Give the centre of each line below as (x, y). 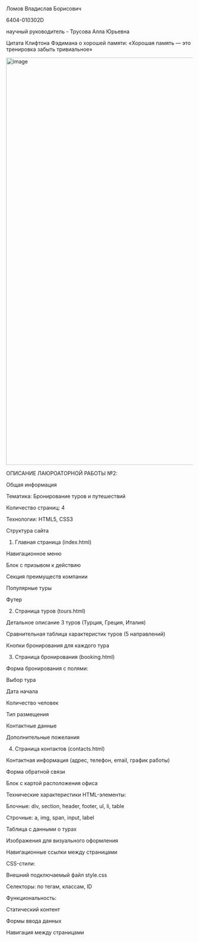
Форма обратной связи (36, 772)
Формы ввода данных (34, 921)
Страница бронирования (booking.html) (65, 657)
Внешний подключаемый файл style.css (57, 875)
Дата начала (22, 691)
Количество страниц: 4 (36, 508)
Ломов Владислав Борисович (44, 9)
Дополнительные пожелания (43, 737)
